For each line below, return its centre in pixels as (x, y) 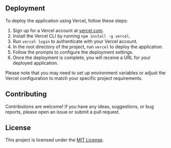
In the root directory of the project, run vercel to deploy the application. (88, 47)
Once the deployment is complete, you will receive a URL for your (82, 57)
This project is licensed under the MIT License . (55, 140)
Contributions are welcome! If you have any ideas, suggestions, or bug (80, 106)
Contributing (26, 94)
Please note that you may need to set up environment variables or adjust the (86, 73)
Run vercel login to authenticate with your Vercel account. (75, 41)
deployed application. (35, 63)
